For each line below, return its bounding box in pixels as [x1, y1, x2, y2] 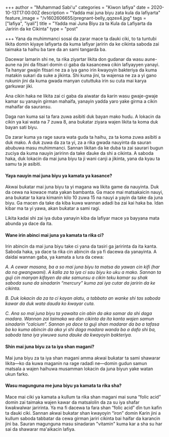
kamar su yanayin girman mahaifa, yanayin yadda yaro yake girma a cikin [5, 98, 157, 104]
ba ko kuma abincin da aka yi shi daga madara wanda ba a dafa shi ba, [5, 327, 156, 333]
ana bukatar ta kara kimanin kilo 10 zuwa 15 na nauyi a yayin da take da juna [5, 194, 163, 201]
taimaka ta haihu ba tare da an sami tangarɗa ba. [5, 47, 107, 52]
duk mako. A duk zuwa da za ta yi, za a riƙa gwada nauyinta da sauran [5, 139, 151, 145]
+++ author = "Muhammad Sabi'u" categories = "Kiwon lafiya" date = [5, 5, 150, 10]
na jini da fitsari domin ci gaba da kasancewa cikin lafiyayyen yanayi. [17, 62, 160, 67]
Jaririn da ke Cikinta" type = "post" [5, 26, 78, 32]
